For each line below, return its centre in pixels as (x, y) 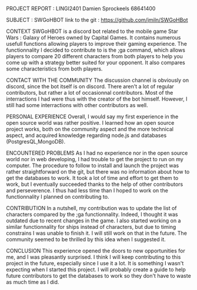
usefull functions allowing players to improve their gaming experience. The (96, 44)
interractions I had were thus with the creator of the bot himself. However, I (97, 99)
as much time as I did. (33, 282)
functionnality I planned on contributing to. (58, 197)
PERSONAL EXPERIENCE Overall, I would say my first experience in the (92, 116)
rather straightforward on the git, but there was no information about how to (98, 172)
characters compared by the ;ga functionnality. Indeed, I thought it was (92, 214)
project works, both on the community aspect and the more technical (90, 129)
